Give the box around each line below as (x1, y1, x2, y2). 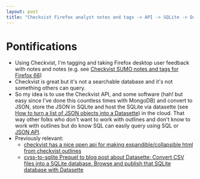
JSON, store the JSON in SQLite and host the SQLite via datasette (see (14, 103, 189, 110)
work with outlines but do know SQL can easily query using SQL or (14, 122, 179, 129)
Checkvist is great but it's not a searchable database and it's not (14, 78, 173, 85)
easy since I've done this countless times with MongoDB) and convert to (14, 97, 193, 104)
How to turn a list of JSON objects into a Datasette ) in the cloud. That (14, 110, 185, 117)
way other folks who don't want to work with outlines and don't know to (14, 116, 190, 123)
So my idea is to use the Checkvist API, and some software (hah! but (14, 91, 183, 98)
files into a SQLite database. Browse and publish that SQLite (23, 160, 171, 167)
